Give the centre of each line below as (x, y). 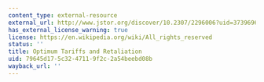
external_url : (31, 23)
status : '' (26, 45)
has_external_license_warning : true (68, 30)
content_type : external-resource (63, 15)
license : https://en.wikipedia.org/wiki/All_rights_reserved (110, 37)
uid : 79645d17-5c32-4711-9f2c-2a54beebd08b (81, 59)
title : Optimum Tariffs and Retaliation (75, 52)
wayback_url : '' (35, 66)
